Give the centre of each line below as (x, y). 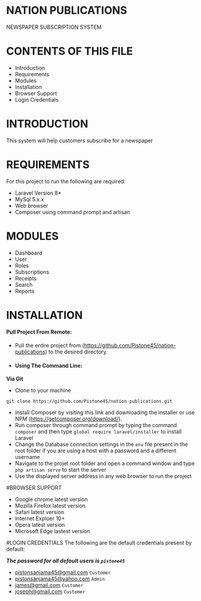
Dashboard (29, 253)
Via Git (15, 379)
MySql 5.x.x (29, 199)
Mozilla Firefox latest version (50, 506)
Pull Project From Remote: (39, 332)
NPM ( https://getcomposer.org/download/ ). (68, 419)
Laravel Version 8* (38, 193)
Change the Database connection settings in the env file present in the (101, 445)
